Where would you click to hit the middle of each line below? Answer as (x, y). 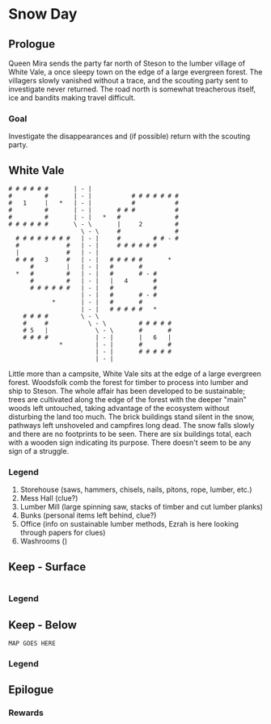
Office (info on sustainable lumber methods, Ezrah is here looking (129, 524)
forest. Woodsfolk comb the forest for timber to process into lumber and (128, 383)
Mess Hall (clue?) (49, 498)
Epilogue (31, 690)
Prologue (32, 44)
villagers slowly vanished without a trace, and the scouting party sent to (128, 80)
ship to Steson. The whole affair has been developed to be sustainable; (127, 391)
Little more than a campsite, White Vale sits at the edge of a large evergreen (135, 374)
